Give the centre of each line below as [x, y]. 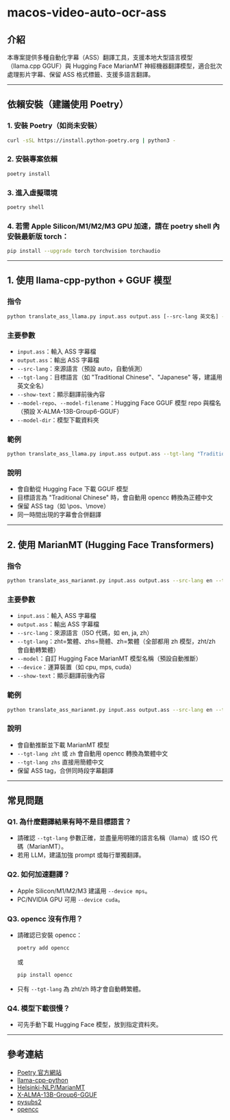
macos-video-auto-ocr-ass [87, 13]
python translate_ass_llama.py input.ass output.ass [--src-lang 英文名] [113, 316]
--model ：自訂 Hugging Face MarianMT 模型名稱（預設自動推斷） [109, 658]
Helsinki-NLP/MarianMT [51, 1087]
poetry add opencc [43, 948]
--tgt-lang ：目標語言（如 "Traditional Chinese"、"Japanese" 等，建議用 [119, 377]
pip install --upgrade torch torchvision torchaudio [84, 251]
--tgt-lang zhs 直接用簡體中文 [60, 762]
